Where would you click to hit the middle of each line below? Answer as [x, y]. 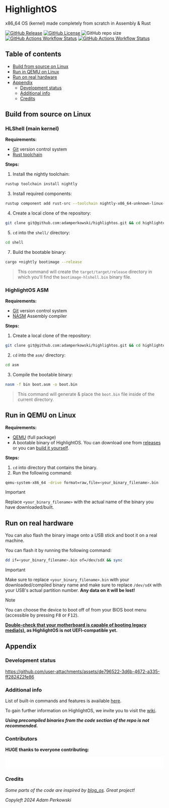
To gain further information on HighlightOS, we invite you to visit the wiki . [81, 711]
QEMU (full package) [34, 437]
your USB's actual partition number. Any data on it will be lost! [70, 590]
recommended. [22, 726]
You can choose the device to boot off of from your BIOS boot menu [76, 610]
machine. [15, 541]
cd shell [14, 243]
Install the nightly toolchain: [41, 174]
